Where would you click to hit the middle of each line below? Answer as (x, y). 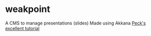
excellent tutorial (22, 28)
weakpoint (28, 9)
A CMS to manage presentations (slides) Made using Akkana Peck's (75, 23)
